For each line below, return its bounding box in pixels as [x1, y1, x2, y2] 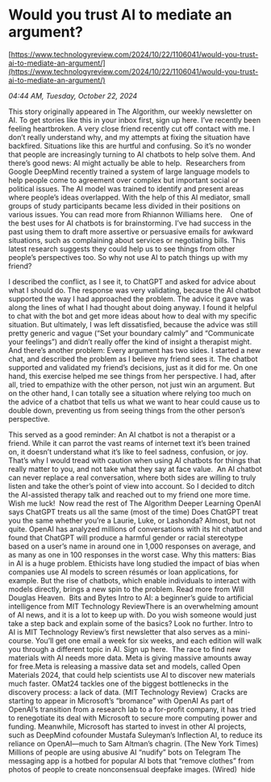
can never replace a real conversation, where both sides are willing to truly [8, 473, 256, 482]
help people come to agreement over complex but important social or [8, 175, 240, 185]
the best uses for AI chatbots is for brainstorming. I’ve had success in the [8, 218, 252, 228]
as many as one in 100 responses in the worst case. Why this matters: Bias [8, 549, 256, 559]
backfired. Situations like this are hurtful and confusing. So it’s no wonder [8, 141, 252, 150]
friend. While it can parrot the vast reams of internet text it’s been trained [8, 438, 251, 448]
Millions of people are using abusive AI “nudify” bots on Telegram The [8, 747, 241, 757]
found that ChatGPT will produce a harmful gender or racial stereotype [8, 532, 244, 542]
